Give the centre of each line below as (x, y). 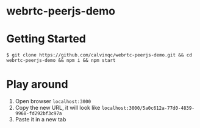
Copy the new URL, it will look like (58, 108)
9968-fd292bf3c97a (38, 113)
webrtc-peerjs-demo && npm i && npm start (61, 61)
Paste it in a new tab (41, 120)
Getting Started (46, 39)
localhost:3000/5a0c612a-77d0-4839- (148, 108)
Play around (37, 85)
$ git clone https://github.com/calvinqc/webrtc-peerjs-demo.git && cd (99, 55)
